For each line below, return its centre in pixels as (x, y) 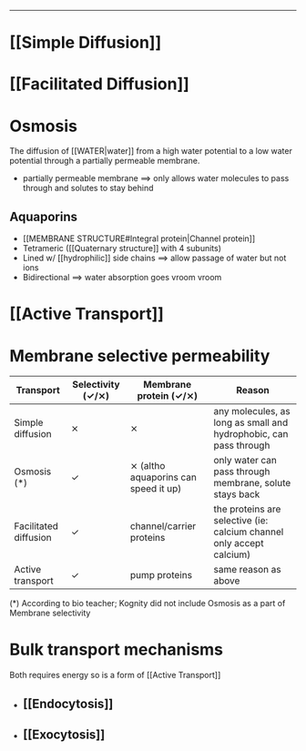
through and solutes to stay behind (88, 188)
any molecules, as (252, 411)
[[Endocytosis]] (68, 703)
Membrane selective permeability (140, 355)
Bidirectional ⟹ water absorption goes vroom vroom (122, 278)
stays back (237, 494)
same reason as (247, 570)
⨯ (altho (148, 466)
